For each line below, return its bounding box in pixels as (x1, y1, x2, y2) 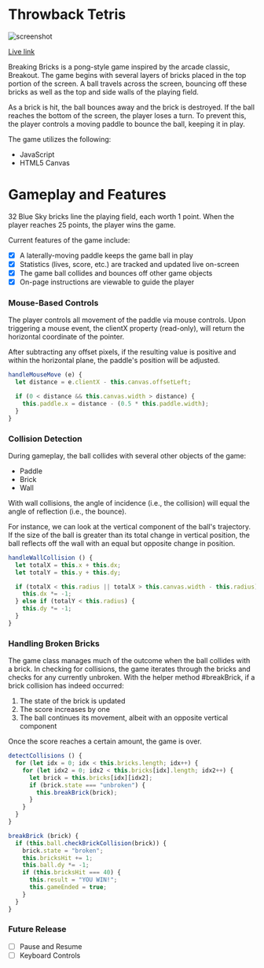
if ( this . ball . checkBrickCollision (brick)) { (15, 839, 167, 847)
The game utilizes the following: (8, 134, 112, 143)
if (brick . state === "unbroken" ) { (28, 781, 146, 789)
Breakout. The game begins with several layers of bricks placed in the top (8, 70, 247, 80)
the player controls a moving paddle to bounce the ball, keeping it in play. (8, 119, 245, 128)
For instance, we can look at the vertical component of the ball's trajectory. (8, 521, 251, 531)
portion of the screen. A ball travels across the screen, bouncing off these (8, 79, 247, 88)
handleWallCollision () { (8, 554, 93, 562)
